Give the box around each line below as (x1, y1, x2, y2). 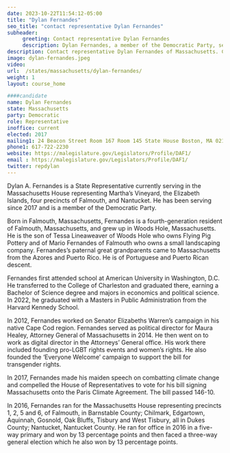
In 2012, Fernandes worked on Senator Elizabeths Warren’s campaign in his (7, 316, 220, 325)
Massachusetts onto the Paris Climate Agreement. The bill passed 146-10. (7, 388, 216, 396)
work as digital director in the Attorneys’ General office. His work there (7, 338, 207, 347)
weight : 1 (7, 73, 36, 81)
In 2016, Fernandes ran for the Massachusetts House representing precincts (7, 401, 222, 409)
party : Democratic (7, 112, 60, 119)
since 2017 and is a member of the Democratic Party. (7, 203, 157, 211)
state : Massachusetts (7, 106, 69, 113)
